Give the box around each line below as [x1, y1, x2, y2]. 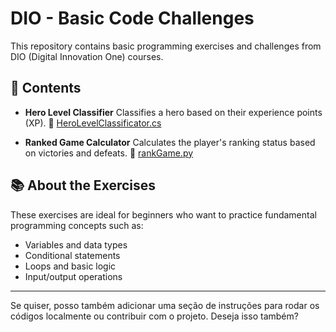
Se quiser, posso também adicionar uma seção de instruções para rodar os [10, 299, 320, 311]
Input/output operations [24, 270, 123, 282]
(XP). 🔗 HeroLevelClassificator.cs [24, 117, 162, 129]
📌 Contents [10, 80, 82, 97]
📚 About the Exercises [10, 177, 157, 194]
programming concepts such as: [10, 219, 144, 231]
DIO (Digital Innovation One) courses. [10, 50, 164, 62]
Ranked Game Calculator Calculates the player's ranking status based [24, 136, 316, 148]
